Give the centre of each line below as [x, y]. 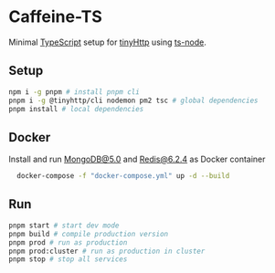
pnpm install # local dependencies [76, 109]
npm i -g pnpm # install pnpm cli [74, 92]
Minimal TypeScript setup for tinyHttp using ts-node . [107, 42]
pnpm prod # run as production [68, 242]
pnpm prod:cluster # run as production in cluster [107, 251]
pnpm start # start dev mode [64, 226]
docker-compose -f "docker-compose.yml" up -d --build [123, 176]
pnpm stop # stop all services [68, 259]
